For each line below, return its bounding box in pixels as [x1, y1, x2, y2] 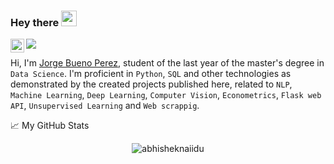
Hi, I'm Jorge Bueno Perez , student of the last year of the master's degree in [10, 57, 325, 69]
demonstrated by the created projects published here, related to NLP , [10, 78, 293, 90]
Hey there [10, 15, 60, 29]
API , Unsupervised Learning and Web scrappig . [10, 100, 200, 112]
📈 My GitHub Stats [10, 120, 90, 132]
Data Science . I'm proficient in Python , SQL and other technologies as [10, 68, 292, 80]
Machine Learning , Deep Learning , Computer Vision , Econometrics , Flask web [10, 89, 322, 101]
